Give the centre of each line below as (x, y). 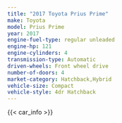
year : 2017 (23, 33)
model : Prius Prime (36, 27)
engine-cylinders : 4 (38, 53)
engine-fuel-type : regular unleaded (61, 40)
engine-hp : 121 (30, 46)
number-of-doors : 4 (36, 72)
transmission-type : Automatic (52, 60)
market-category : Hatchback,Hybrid (60, 79)
